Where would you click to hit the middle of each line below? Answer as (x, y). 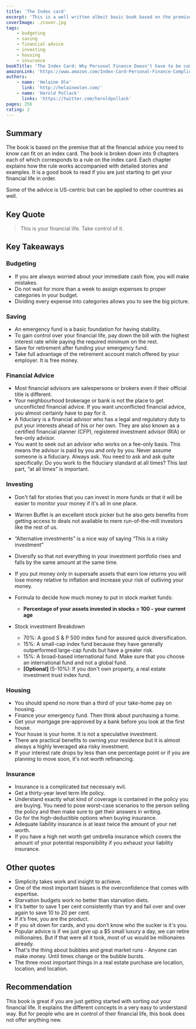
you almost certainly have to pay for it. (60, 413)
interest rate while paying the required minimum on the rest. (86, 341)
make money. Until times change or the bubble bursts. (79, 956)
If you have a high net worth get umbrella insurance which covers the (98, 837)
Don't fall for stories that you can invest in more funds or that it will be (98, 497)
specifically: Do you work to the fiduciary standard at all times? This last (101, 463)
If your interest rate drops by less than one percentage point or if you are (102, 753)
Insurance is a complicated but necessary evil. (70, 787)
